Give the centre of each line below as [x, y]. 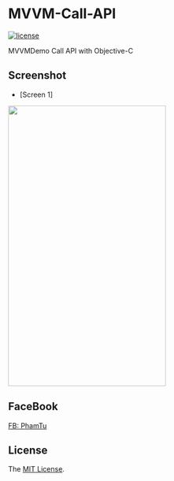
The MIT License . [37, 469]
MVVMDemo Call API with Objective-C [71, 50]
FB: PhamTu [28, 425]
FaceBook [33, 407]
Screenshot [37, 76]
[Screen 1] [36, 94]
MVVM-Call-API [62, 14]
